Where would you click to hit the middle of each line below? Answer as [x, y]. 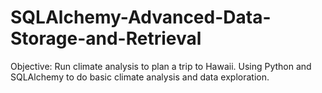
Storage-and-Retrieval [106, 38]
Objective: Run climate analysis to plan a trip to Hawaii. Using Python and [161, 66]
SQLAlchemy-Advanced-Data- [141, 17]
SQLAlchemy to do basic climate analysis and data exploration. [140, 77]
